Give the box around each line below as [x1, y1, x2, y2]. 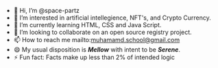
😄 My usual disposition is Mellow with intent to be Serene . [13, 46, 180, 54]
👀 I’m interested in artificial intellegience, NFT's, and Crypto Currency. [13, 14, 211, 22]
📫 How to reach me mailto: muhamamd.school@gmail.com [13, 36, 180, 44]
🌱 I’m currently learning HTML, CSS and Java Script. [13, 21, 162, 29]
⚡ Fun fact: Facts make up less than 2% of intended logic [13, 53, 175, 61]
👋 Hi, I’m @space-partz [13, 7, 80, 14]
